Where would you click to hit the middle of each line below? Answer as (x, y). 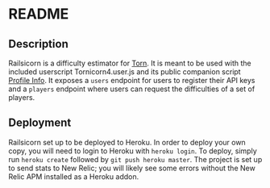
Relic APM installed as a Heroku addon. (74, 176)
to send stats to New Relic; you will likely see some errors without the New (132, 168)
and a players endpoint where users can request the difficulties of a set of (132, 89)
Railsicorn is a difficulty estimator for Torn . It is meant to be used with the (130, 63)
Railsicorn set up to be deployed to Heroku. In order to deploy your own (127, 142)
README (39, 14)
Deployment (40, 123)
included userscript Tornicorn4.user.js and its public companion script (125, 72)
